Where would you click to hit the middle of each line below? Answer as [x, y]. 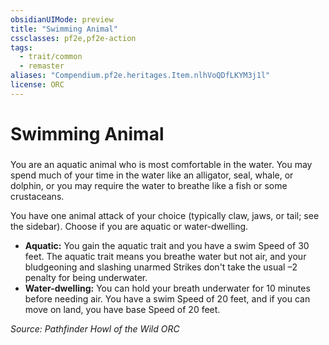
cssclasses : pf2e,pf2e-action [73, 38]
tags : [21, 47]
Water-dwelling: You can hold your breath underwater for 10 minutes [167, 288]
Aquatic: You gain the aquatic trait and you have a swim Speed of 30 [167, 245]
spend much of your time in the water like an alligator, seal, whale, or [152, 175]
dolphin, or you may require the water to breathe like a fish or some [149, 185]
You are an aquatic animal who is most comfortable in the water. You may [161, 164]
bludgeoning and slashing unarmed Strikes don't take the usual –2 [161, 267]
